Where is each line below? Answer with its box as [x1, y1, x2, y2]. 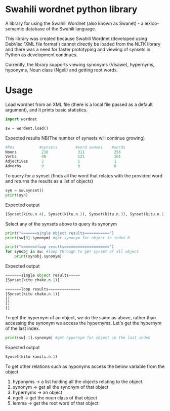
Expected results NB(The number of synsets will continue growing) [5, 135, 145, 141]
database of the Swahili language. [25, 25, 97, 31]
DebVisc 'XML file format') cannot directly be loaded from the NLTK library [5, 41, 161, 47]
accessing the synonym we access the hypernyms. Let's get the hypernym [5, 320, 162, 326]
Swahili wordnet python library [5, 4, 138, 15]
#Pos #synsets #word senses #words [5, 144, 125, 150]
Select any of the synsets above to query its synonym [5, 220, 117, 227]
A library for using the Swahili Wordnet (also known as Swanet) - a [5, 20, 144, 26]
